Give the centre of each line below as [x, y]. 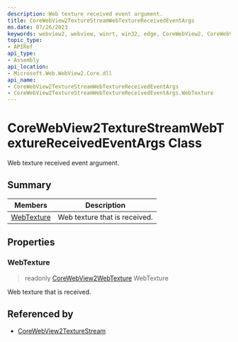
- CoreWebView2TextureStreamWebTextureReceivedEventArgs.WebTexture [110, 93]
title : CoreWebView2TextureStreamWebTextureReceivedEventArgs [101, 21]
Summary [29, 185]
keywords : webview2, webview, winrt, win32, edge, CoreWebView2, [106, 34]
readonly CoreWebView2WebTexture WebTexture [96, 278]
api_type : [22, 54]
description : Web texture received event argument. [85, 14]
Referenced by [40, 314]
